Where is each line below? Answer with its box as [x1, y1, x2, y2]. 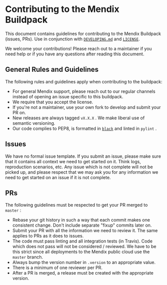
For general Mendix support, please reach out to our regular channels [12, 88, 156, 94]
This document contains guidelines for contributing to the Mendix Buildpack [5, 30, 161, 36]
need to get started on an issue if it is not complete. [5, 174, 111, 180]
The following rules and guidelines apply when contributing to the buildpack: [5, 78, 163, 84]
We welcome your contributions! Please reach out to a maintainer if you [5, 45, 152, 51]
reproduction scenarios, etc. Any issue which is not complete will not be [5, 164, 153, 170]
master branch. [12, 254, 43, 260]
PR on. [12, 109, 26, 115]
